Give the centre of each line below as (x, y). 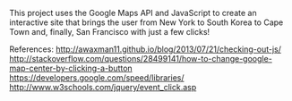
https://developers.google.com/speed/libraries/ (97, 78)
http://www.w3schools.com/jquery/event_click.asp (103, 87)
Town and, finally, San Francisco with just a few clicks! (110, 32)
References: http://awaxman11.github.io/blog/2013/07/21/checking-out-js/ (146, 49)
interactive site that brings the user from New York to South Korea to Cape (146, 22)
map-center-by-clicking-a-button (71, 68)
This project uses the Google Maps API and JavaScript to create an (133, 13)
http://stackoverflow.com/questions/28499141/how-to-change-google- (141, 59)
